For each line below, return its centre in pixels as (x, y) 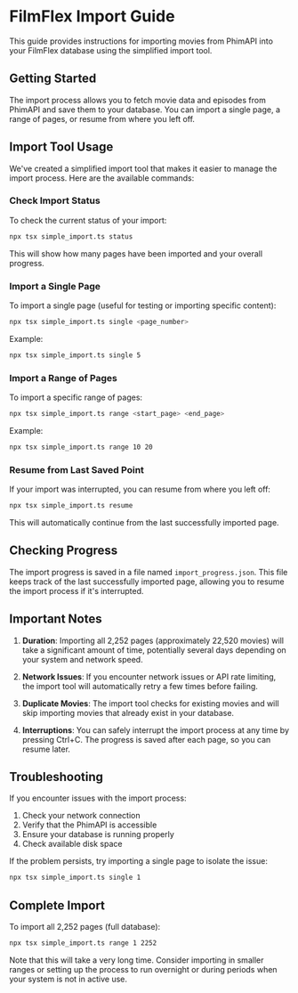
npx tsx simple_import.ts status (71, 236)
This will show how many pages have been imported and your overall (136, 253)
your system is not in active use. (68, 979)
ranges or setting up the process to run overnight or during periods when (143, 969)
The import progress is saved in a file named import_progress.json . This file (149, 572)
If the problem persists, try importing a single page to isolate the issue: (139, 861)
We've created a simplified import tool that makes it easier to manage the (143, 168)
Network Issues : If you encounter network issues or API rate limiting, (149, 676)
